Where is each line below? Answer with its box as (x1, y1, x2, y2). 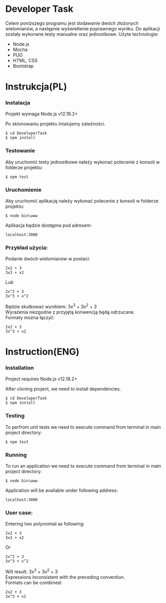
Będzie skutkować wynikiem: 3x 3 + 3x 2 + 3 (5, 303, 97, 309)
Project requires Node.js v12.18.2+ (5, 376, 78, 382)
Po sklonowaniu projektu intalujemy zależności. (5, 121, 106, 127)
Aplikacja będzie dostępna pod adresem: (5, 222, 92, 229)
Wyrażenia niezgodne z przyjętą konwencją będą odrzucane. (5, 309, 135, 315)
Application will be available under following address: (5, 487, 118, 494)
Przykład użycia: (5, 244, 48, 251)
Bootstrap (12, 63, 34, 69)
